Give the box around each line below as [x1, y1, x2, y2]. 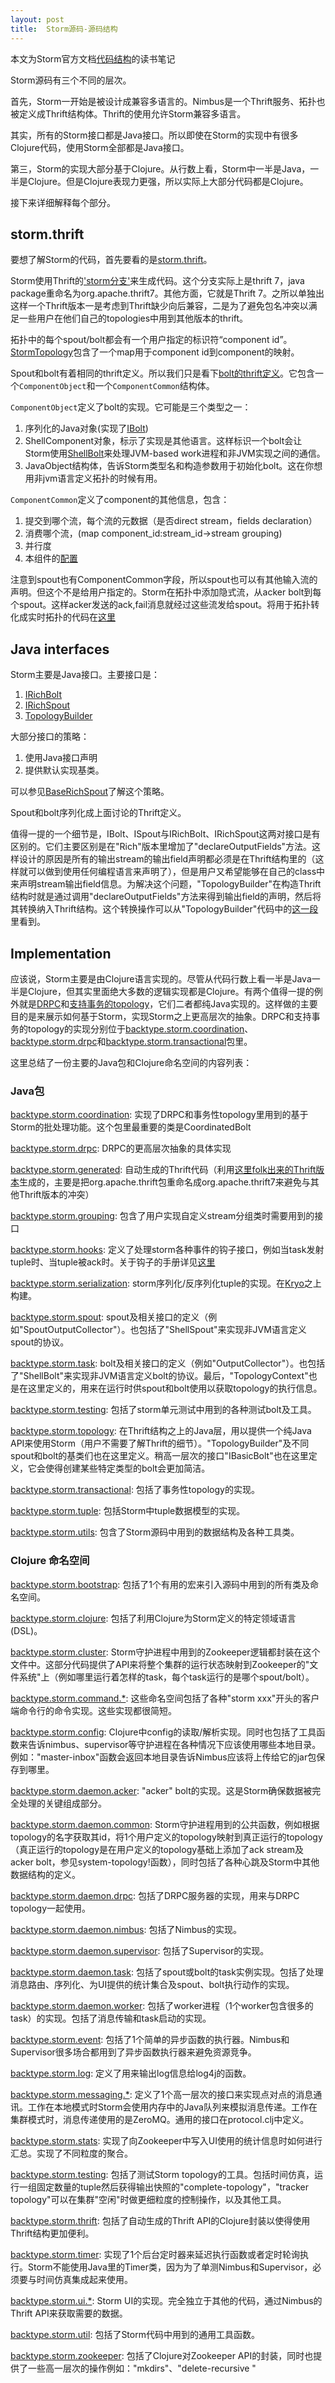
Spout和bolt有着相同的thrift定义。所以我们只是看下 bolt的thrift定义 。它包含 [10, 367, 315, 380]
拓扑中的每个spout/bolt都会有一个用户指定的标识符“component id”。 [10, 334, 293, 346]
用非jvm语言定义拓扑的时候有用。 [24, 472, 163, 485]
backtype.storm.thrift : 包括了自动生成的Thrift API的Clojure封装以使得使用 [10, 2214, 311, 2226]
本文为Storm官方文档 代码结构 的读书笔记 [10, 52, 176, 65]
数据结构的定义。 [10, 1868, 81, 1880]
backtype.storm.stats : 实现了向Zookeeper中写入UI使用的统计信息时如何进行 [10, 2134, 323, 2146]
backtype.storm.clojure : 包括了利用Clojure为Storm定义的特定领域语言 [10, 1612, 297, 1624]
